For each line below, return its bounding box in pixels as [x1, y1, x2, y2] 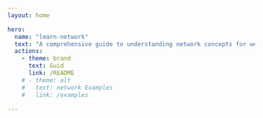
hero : [7, 25, 25, 34]
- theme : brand [21, 55, 71, 63]
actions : [14, 48, 43, 55]
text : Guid [27, 62, 64, 70]
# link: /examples [21, 91, 89, 98]
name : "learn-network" [14, 33, 89, 41]
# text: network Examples [21, 84, 113, 91]
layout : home [7, 11, 50, 20]
